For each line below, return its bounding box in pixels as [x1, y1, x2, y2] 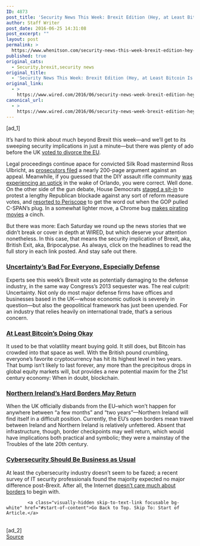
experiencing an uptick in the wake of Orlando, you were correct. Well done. [6, 179, 193, 186]
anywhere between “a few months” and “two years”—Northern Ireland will [6, 409, 189, 416]
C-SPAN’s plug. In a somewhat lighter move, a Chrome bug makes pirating [6, 205, 189, 212]
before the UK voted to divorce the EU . [6, 149, 101, 156]
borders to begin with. [6, 488, 61, 495]
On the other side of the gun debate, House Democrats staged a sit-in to [6, 186, 184, 193]
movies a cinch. [6, 211, 45, 218]
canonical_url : [6, 97, 44, 103]
